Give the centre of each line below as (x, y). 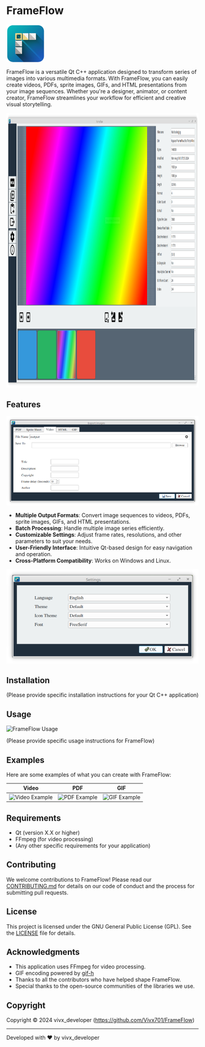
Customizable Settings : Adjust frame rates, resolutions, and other (98, 534)
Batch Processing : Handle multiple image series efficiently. (90, 528)
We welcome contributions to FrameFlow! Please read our (79, 879)
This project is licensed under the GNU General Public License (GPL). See (99, 926)
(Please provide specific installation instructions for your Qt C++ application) (103, 695)
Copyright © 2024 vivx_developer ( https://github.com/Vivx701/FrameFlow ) (101, 1020)
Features (23, 404)
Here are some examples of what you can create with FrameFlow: (89, 774)
